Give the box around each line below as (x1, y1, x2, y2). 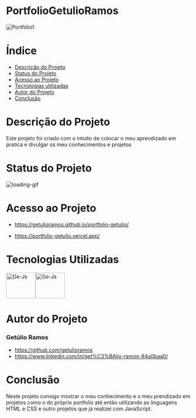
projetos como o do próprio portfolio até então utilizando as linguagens (6, 399, 177, 406)
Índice (6, 44, 37, 58)
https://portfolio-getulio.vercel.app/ (14, 232, 101, 239)
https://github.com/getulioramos (14, 346, 93, 353)
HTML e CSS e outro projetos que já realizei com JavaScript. (6, 405, 152, 412)
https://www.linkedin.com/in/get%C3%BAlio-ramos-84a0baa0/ (14, 353, 169, 360)
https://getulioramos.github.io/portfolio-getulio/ (14, 221, 129, 228)
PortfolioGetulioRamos (6, 4, 119, 18)
